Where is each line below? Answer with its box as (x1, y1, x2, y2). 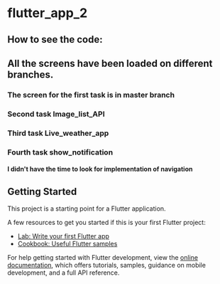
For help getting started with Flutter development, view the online (7, 253, 199, 262)
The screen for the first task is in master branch (7, 90, 175, 100)
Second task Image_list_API (7, 109, 105, 119)
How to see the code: (7, 33, 103, 46)
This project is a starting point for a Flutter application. (7, 204, 166, 213)
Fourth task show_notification (7, 147, 114, 157)
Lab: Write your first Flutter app (17, 232, 110, 241)
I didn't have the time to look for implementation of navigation (7, 165, 193, 174)
